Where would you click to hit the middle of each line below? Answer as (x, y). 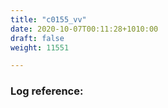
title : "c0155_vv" (48, 19)
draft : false (37, 38)
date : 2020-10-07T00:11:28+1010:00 (84, 29)
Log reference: (47, 91)
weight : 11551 (40, 47)
